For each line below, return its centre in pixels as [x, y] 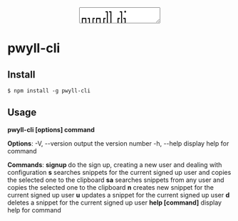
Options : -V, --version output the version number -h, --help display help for [118, 143]
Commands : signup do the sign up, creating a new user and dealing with [115, 165]
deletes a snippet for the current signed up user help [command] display [115, 203]
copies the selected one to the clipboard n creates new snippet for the [111, 187]
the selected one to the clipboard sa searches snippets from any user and [116, 180]
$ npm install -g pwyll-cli [49, 91]
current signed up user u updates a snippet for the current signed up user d [119, 195]
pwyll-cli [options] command [51, 129]
